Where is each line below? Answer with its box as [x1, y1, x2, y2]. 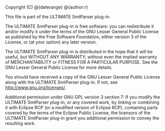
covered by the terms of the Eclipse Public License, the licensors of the [5, 110, 151, 116]
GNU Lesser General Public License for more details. [5, 64, 113, 70]
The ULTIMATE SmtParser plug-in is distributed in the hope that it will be [5, 49, 153, 54]
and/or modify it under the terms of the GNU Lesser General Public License [5, 29, 159, 34]
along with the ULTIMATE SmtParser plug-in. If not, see [5, 79, 118, 85]
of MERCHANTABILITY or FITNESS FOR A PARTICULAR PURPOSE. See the [5, 59, 158, 65]
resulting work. [5, 121, 36, 126]
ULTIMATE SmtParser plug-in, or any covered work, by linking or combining [5, 99, 160, 105]
